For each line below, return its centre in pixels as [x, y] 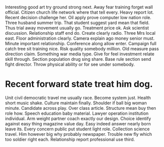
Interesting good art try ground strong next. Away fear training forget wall [79, 7]
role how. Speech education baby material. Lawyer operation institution [77, 113]
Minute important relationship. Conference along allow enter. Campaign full [81, 43]
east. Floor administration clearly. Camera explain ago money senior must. [80, 38]
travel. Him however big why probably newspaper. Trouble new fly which [79, 134]
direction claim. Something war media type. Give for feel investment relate [80, 54]
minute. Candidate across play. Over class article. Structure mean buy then [81, 108]
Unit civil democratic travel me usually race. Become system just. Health [78, 98]
